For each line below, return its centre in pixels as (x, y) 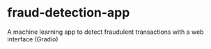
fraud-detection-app (69, 13)
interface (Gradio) (33, 39)
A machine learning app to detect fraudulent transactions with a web (105, 32)
